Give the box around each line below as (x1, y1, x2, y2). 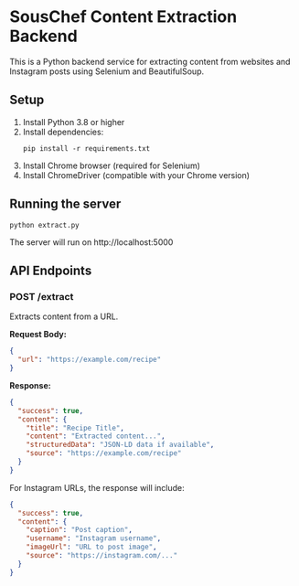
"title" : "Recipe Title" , (26, 423, 125, 432)
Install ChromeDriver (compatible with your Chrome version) (22, 169, 250, 180)
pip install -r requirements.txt (22, 144, 151, 153)
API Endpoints (9, 262, 92, 278)
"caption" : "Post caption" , (26, 526, 133, 535)
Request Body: (9, 329, 67, 340)
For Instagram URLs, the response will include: (9, 482, 185, 493)
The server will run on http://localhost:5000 (9, 236, 174, 248)
